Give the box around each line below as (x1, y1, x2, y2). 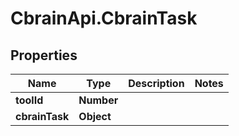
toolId (15, 93, 44, 107)
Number (78, 93, 119, 107)
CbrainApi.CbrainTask (10, 7, 198, 30)
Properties (10, 47, 78, 64)
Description (128, 77, 185, 90)
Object (78, 110, 112, 123)
